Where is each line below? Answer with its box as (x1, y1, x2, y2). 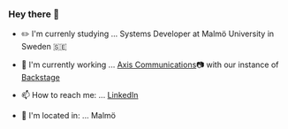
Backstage (20, 72, 61, 83)
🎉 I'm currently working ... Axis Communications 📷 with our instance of (20, 59, 279, 70)
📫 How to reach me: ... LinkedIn (20, 90, 139, 101)
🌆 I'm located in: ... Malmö (20, 110, 117, 121)
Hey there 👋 (8, 8, 59, 20)
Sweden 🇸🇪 (20, 42, 67, 52)
